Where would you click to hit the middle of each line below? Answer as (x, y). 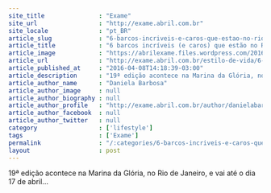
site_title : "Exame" (70, 16)
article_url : (56, 61)
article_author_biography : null (65, 98)
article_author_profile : (56, 105)
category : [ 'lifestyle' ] (81, 128)
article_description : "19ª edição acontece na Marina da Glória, (131, 76)
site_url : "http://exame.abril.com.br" (106, 23)
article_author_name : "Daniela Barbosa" (88, 83)
